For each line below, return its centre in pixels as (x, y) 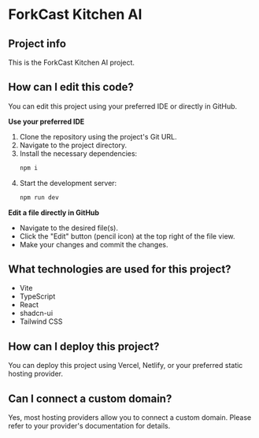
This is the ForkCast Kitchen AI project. (72, 62)
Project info (37, 44)
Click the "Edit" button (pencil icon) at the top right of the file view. (127, 236)
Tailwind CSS (41, 321)
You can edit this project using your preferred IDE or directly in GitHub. (123, 106)
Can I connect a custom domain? (90, 398)
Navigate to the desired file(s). (68, 228)
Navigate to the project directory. (73, 145)
